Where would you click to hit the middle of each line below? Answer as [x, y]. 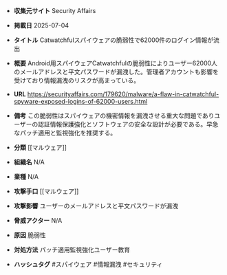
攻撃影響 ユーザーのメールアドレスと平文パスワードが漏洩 [96, 206]
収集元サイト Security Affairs [55, 11]
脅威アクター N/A [38, 220]
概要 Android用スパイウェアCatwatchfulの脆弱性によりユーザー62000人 [116, 63]
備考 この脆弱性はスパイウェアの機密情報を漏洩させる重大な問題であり [114, 115]
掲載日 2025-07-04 [41, 25]
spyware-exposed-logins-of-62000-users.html [80, 101]
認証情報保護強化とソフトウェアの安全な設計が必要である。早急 [128, 124]
